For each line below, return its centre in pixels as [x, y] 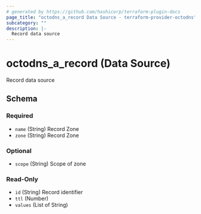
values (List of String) [41, 205]
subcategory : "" [26, 23]
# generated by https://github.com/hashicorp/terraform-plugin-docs [93, 12]
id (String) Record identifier [49, 192]
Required [20, 116]
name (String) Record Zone [47, 129]
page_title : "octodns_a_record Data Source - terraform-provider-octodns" [101, 17]
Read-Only [22, 179]
